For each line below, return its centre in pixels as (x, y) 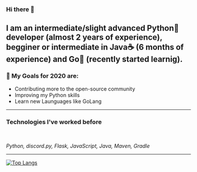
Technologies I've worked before (54, 122)
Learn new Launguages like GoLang (58, 101)
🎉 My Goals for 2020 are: (43, 76)
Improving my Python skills (47, 95)
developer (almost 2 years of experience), (84, 37)
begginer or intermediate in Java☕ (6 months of (95, 47)
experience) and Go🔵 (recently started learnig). (94, 59)
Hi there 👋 (21, 9)
